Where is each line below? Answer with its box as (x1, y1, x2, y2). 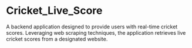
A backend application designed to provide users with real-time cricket (6, 23, 178, 30)
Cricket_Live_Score (6, 4, 103, 17)
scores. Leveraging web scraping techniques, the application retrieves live (6, 29, 186, 36)
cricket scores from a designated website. (6, 35, 108, 42)
